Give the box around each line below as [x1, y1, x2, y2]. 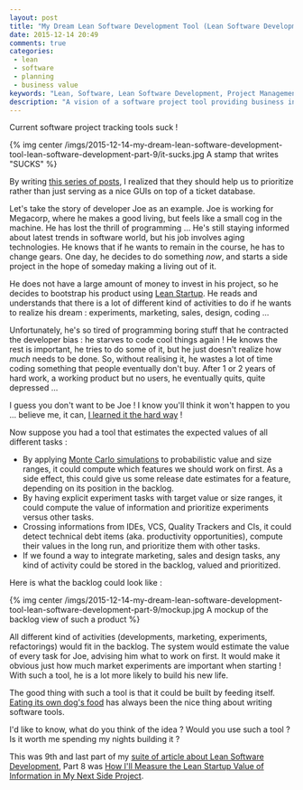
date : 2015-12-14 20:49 [9, 30, 99, 39]
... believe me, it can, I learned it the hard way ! [9, 409, 183, 420]
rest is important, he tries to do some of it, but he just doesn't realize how [9, 344, 282, 355]
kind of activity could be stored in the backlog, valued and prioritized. [22, 560, 281, 570]
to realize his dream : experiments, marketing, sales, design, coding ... [9, 307, 270, 318]
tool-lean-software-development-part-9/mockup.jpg [9, 605, 205, 616]
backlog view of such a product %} [9, 614, 141, 625]
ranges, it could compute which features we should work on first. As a [22, 464, 283, 475]
